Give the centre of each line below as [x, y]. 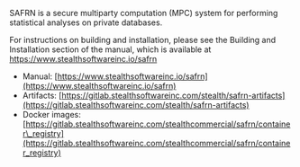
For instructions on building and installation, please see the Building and [143, 40]
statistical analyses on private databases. [86, 22]
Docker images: [51, 114]
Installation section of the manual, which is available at [110, 49]
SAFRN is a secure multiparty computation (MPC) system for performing [144, 13]
